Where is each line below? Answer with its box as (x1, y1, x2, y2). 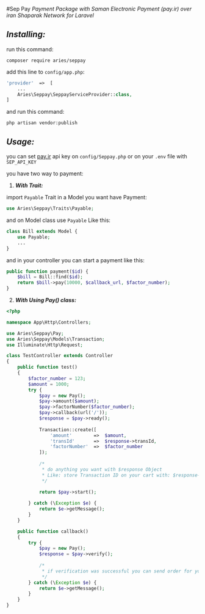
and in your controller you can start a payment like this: (6, 256, 145, 264)
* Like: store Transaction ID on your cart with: (41, 472, 171, 478)
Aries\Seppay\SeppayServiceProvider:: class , (17, 91, 132, 97)
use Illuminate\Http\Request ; (6, 342, 84, 348)
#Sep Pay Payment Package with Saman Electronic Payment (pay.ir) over (6, 6, 192, 12)
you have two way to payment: (6, 170, 84, 177)
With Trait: (15, 182, 43, 189)
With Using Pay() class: (15, 297, 77, 303)
